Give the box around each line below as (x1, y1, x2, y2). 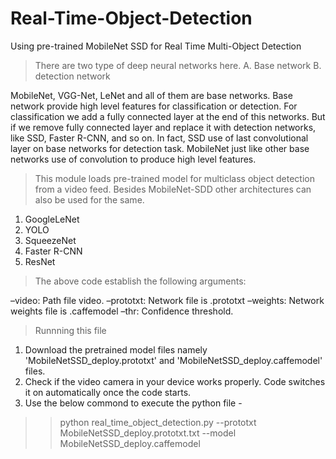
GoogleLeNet (24, 213, 80, 225)
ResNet (24, 255, 56, 267)
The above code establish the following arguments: (34, 275, 247, 287)
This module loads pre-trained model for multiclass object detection (34, 172, 315, 184)
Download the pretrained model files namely (24, 343, 208, 356)
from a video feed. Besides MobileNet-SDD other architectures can (34, 183, 312, 195)
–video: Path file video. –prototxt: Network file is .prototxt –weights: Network (10, 294, 325, 306)
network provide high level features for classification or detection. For (10, 100, 298, 112)
